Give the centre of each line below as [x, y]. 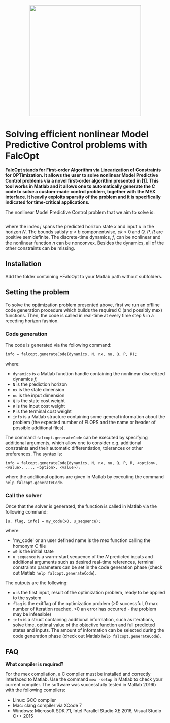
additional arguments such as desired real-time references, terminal [83, 562]
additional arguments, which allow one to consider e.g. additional [73, 443]
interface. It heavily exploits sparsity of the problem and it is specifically [83, 197]
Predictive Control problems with [76, 145]
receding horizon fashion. [32, 321]
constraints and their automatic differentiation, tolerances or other [74, 448]
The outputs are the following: [37, 583]
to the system [27, 598]
